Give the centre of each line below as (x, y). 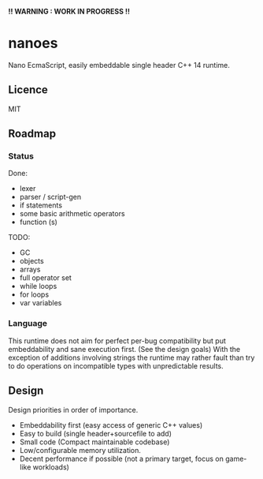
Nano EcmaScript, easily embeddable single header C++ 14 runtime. (119, 65)
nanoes (33, 43)
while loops (38, 286)
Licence (28, 90)
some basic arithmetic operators (72, 214)
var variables (41, 303)
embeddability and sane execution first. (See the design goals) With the (124, 349)
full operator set (46, 278)
